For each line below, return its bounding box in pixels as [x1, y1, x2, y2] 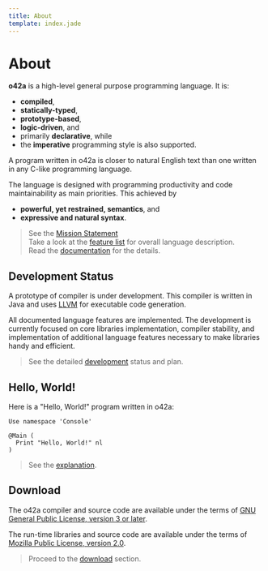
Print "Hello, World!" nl [15, 439, 104, 447]
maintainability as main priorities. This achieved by [8, 188, 177, 199]
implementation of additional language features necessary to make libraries [8, 333, 261, 342]
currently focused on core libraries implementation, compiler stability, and [8, 324, 255, 333]
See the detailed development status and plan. [28, 357, 184, 367]
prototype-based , [19, 114, 82, 124]
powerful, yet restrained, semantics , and [19, 204, 160, 214]
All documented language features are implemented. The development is [8, 316, 252, 325]
